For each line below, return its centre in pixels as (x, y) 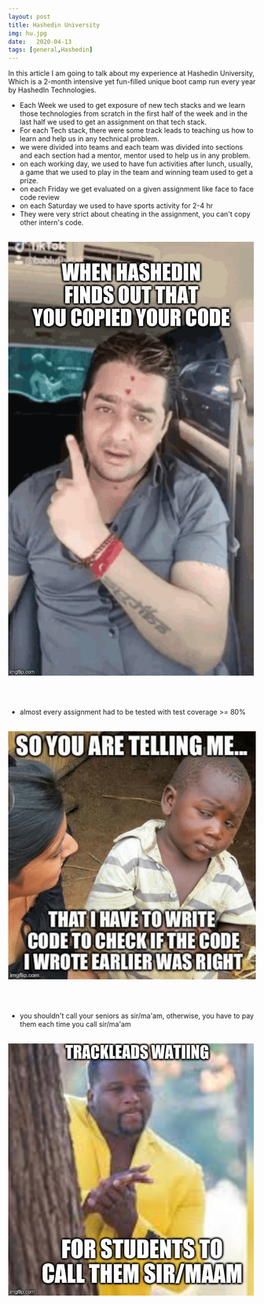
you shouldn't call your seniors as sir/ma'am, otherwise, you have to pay (136, 1016)
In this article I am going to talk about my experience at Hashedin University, (132, 73)
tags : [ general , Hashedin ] (50, 50)
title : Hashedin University (54, 25)
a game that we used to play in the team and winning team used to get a (136, 173)
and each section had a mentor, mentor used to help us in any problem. (135, 156)
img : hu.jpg (27, 33)
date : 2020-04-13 (40, 42)
